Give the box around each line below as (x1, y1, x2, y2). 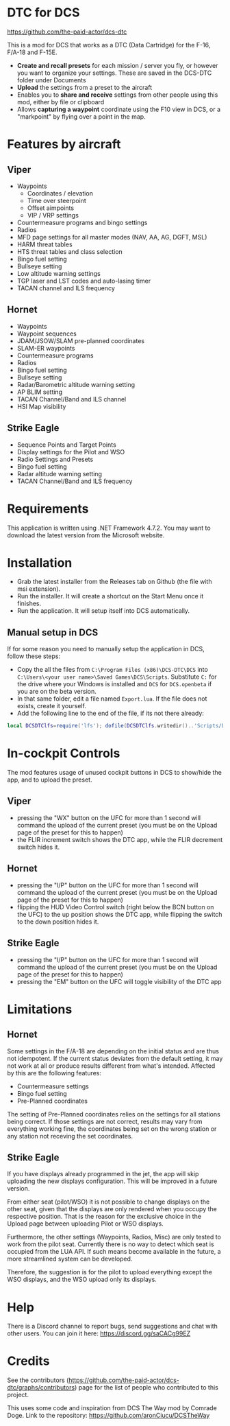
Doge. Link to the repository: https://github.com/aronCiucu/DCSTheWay (7, 1412, 210, 1420)
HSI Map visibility (16, 402, 66, 410)
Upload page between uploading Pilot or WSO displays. (7, 1219, 164, 1228)
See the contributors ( (7, 1376, 69, 1384)
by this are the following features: (7, 1068, 101, 1077)
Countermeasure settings (16, 1082, 89, 1090)
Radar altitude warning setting (16, 469, 103, 478)
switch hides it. (16, 843, 60, 851)
